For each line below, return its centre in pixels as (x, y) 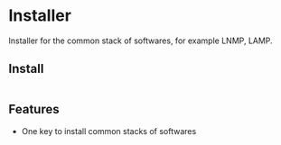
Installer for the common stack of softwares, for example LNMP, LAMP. (140, 41)
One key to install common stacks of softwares (109, 131)
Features (34, 109)
